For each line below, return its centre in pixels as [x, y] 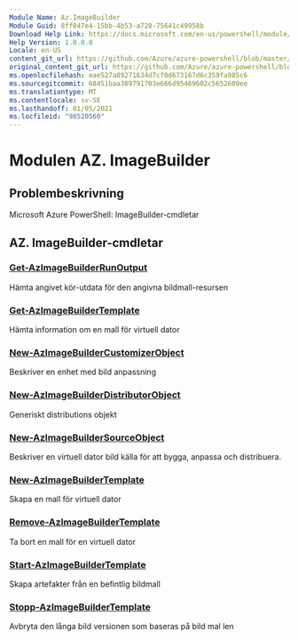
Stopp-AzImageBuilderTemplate [80, 607]
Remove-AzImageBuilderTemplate [85, 523]
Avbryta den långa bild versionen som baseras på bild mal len [122, 627]
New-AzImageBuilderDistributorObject [95, 395]
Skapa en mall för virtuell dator [65, 500]
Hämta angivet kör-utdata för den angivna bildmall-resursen [119, 287]
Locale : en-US [35, 51]
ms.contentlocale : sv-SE [55, 100]
